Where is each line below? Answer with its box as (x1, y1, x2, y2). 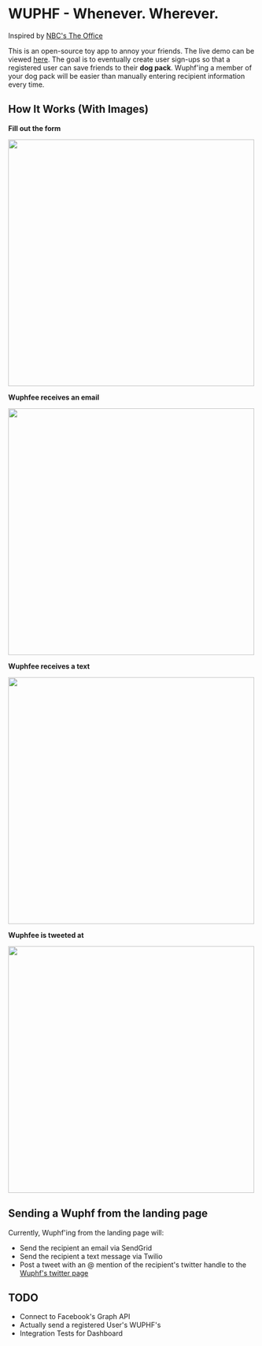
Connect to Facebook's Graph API (19, 1312, 131, 1322)
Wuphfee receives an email (8, 392, 100, 402)
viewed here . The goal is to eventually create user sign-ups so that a (8, 54, 231, 64)
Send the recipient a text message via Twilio (19, 1251, 163, 1261)
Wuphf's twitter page (19, 1268, 89, 1277)
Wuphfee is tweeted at (8, 930, 84, 939)
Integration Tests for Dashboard (19, 1329, 124, 1338)
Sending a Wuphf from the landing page (8, 1207, 208, 1220)
